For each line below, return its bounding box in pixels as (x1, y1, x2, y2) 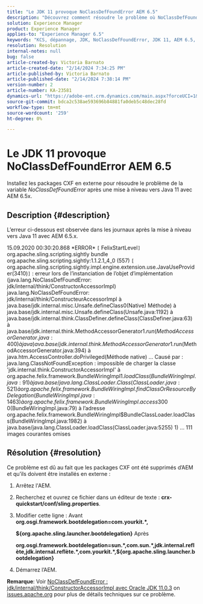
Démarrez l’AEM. (15, 566, 57, 573)
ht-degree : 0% (7, 115, 43, 121)
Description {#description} (7, 210, 110, 220)
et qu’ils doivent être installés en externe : (7, 470, 111, 477)
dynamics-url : (7, 93, 43, 99)
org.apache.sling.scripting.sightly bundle (7, 251, 108, 257)
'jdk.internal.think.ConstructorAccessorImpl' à (7, 366, 121, 373)
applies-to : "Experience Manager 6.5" (7, 31, 104, 37)
